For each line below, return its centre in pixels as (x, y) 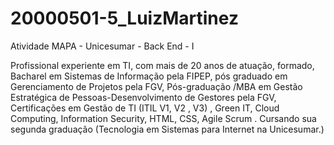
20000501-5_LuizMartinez (124, 18)
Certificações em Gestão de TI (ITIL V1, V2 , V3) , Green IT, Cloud (145, 108)
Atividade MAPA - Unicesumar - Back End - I (102, 46)
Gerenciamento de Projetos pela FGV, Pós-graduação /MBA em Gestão (156, 86)
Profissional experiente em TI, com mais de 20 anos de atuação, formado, (162, 65)
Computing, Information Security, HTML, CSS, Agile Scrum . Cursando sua (163, 118)
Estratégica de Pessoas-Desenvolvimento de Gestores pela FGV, (143, 97)
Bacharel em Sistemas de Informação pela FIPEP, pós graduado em (149, 76)
